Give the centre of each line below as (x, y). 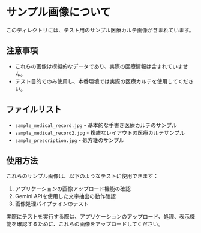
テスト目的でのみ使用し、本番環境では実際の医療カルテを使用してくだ (101, 81)
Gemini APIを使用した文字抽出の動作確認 (65, 196)
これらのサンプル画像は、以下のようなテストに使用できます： (82, 176)
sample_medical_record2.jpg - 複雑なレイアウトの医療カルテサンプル (100, 132)
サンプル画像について (58, 12)
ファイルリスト (34, 109)
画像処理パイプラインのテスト (52, 204)
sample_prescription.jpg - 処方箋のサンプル (70, 140)
